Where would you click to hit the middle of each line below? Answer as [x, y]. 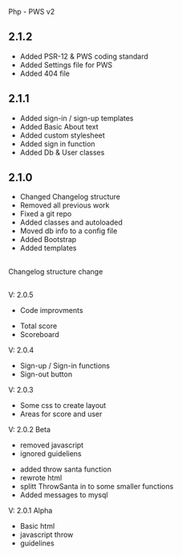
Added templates [48, 248]
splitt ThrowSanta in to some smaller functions [97, 487]
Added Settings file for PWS [66, 64]
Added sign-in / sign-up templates [77, 118]
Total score [38, 326]
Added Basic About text [59, 126]
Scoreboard [39, 335]
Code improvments [51, 311]
